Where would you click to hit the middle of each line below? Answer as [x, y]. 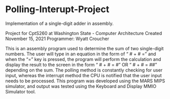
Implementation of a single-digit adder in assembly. [59, 23]
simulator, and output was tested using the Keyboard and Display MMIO [81, 86]
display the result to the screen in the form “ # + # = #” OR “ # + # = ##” [81, 64]
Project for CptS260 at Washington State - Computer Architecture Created [84, 33]
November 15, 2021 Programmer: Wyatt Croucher [57, 39]
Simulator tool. [20, 91]
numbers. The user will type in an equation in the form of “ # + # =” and [81, 54]
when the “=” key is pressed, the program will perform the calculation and [83, 59]
